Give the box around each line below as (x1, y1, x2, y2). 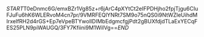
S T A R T (6, 5, 24, 12)
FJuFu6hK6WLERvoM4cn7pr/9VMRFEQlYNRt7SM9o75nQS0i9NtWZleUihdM (6, 11, 198, 18)
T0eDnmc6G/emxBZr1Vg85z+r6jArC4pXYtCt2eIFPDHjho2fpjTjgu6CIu (23, 5, 199, 12)
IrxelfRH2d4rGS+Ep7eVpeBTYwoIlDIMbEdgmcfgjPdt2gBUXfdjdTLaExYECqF (6, 18, 198, 24)
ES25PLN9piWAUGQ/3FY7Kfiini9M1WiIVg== (6, 24, 118, 31)
